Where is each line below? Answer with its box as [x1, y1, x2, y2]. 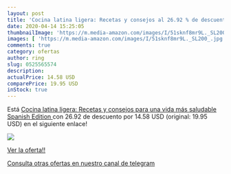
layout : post [7, 10, 45, 17]
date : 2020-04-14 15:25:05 [7, 23, 85, 29]
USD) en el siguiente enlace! [7, 120, 88, 128]
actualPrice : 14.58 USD [7, 73, 76, 81]
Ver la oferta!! [7, 146, 46, 154]
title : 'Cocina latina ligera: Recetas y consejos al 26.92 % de [7, 16, 198, 23]
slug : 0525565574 [7, 61, 57, 68]
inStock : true [7, 86, 48, 93]
